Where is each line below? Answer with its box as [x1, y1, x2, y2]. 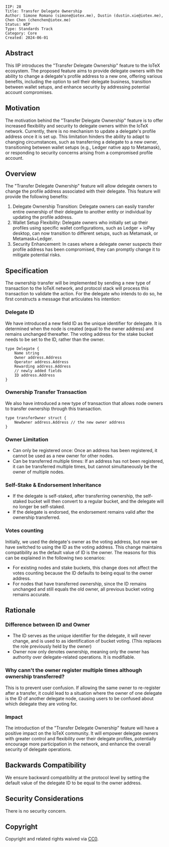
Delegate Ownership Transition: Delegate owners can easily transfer [12, 203, 155, 209]
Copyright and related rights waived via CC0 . [5, 836, 99, 842]
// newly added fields [14, 368, 62, 373]
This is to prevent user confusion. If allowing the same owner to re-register [5, 685, 161, 691]
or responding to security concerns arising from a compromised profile [5, 149, 153, 156]
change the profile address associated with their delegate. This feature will [5, 188, 160, 194]
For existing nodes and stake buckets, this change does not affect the [12, 564, 158, 570]
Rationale [5, 606, 36, 615]
